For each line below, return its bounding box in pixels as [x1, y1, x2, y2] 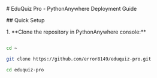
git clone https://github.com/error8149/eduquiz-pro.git [6, 56, 152, 62]
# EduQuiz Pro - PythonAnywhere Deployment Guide [6, 5, 137, 12]
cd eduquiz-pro [6, 67, 44, 73]
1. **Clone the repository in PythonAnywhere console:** [6, 28, 146, 35]
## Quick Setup [6, 17, 45, 23]
